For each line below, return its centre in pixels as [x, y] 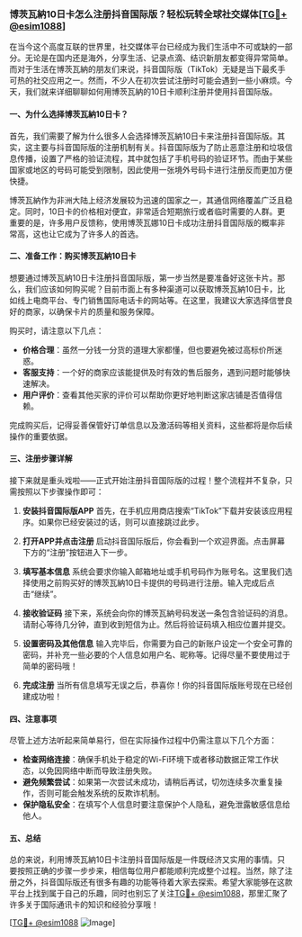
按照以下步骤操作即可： [60, 491]
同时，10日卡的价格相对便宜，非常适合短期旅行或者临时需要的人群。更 [155, 211]
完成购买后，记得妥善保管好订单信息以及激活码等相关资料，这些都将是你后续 [151, 425]
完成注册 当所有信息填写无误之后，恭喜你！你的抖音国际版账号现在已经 [153, 685]
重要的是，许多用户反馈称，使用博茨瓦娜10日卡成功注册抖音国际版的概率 [143, 222]
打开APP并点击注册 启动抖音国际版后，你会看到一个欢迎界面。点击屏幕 [154, 541]
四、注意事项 [33, 718]
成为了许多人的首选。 [104, 234]
